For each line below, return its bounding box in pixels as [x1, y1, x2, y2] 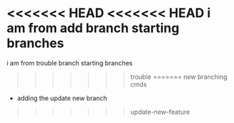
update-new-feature [130, 107, 190, 116]
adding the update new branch [16, 94, 107, 102]
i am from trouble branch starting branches [6, 58, 133, 67]
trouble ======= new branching [130, 73, 228, 81]
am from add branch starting [6, 20, 179, 36]
